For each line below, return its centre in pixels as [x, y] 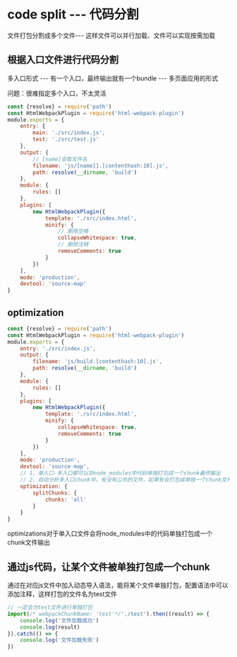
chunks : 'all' [66, 499]
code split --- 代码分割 [73, 14]
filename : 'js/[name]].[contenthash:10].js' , [101, 166]
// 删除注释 [73, 244]
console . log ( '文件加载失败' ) [60, 640]
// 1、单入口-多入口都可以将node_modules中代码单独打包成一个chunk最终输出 [120, 473]
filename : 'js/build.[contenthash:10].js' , [97, 362]
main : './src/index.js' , [69, 133]
